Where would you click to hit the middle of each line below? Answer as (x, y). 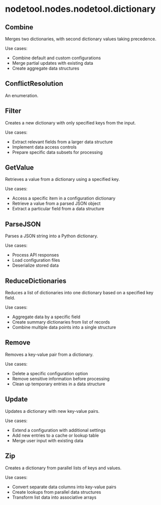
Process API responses (36, 255)
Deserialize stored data (35, 265)
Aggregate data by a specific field (46, 317)
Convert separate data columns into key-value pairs (64, 487)
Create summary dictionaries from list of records (61, 322)
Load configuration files (36, 260)
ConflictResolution (34, 84)
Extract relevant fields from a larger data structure (62, 142)
